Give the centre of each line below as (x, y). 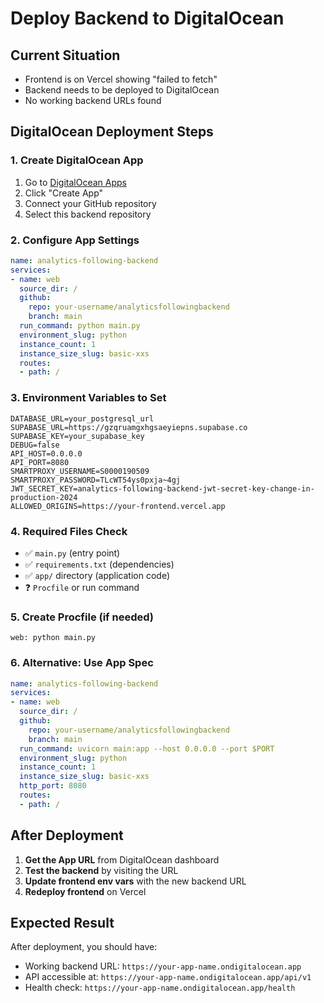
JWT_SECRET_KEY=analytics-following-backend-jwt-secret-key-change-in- (162, 488)
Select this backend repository (88, 214)
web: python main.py (53, 638)
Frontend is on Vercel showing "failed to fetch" (121, 79)
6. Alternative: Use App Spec (82, 663)
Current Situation (65, 55)
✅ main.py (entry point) (72, 553)
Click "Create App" (64, 193)
